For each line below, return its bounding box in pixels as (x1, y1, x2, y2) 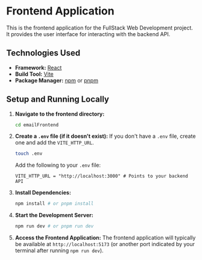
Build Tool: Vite (14, 70, 54, 78)
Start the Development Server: (14, 212, 93, 219)
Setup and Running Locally (6, 94, 110, 105)
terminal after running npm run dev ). (14, 247, 104, 254)
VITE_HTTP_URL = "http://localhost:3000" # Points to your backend (14, 173, 188, 179)
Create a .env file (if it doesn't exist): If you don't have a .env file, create (14, 132, 196, 140)
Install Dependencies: (14, 189, 71, 196)
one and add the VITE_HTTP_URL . (14, 139, 95, 146)
